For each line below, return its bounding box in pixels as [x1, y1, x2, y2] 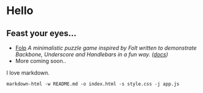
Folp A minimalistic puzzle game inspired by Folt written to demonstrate [15, 44, 197, 51]
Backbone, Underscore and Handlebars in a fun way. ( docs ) [15, 51, 169, 58]
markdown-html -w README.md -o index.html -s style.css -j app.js [6, 81, 180, 87]
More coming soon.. [15, 58, 66, 64]
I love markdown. [6, 69, 50, 76]
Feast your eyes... [6, 28, 77, 39]
